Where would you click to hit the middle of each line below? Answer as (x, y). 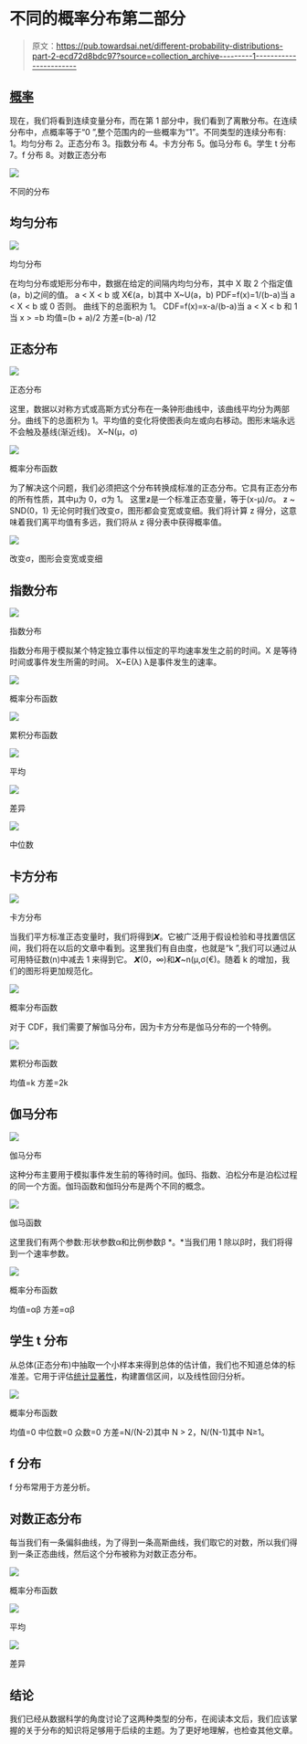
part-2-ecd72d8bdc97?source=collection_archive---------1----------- (164, 56)
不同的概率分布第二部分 (98, 19)
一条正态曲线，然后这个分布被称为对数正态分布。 (109, 1554)
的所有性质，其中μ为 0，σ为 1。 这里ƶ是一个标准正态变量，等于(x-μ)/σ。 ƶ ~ (152, 500)
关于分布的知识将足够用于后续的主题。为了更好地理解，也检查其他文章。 (161, 1730)
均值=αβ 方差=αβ (42, 1309)
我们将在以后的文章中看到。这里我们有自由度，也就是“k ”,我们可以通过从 (161, 948)
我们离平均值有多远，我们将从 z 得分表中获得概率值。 (126, 523)
